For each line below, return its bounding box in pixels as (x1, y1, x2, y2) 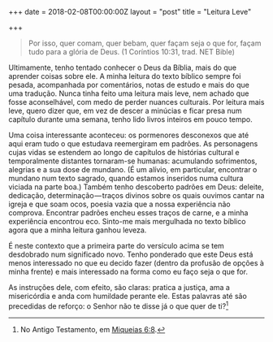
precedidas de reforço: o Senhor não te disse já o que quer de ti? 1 (8, 300, 229, 311)
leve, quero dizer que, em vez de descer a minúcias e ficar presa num (8, 106, 242, 115)
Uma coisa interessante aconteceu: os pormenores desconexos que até (8, 130, 249, 140)
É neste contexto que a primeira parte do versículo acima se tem (8, 241, 225, 250)
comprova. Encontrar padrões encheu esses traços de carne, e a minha (8, 208, 249, 218)
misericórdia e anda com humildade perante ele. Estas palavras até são (8, 292, 248, 301)
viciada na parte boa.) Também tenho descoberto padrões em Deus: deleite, (8, 182, 264, 192)
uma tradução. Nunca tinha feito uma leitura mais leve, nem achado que (8, 89, 249, 98)
